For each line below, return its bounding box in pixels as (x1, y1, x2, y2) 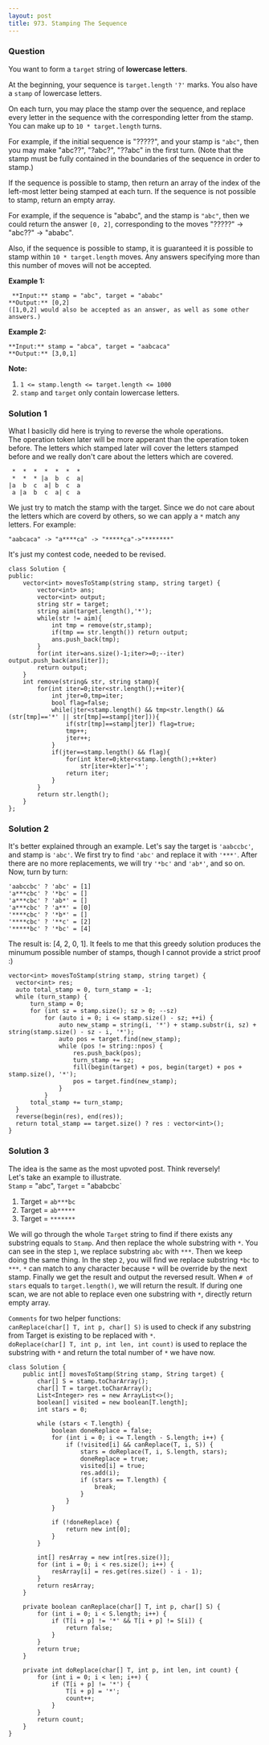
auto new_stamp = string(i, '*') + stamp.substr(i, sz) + (59, 1021, 257, 1029)
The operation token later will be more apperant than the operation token (8, 435, 249, 445)
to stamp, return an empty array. (8, 195, 116, 205)
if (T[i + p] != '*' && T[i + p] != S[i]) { (51, 1616, 203, 1625)
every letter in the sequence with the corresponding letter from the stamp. (8, 112, 254, 122)
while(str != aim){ (37, 614, 103, 622)
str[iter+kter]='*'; (79, 763, 149, 771)
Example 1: (8, 275, 46, 286)
